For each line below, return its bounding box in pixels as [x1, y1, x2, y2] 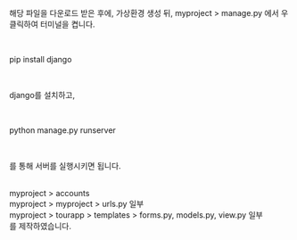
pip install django [9, 54, 72, 64]
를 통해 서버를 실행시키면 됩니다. [9, 161, 122, 171]
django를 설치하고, [9, 90, 76, 100]
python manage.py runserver [9, 125, 116, 136]
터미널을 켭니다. [39, 19, 95, 29]
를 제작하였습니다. [9, 221, 72, 231]
